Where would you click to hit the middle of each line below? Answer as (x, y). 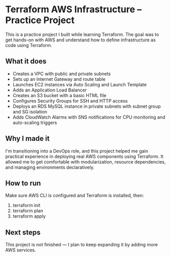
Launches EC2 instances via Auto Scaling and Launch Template (80, 84)
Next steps (23, 232)
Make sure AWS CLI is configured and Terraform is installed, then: (75, 196)
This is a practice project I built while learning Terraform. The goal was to (82, 34)
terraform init (27, 205)
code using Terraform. (29, 45)
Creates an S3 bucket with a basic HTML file (59, 95)
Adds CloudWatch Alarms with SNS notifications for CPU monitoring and (89, 117)
